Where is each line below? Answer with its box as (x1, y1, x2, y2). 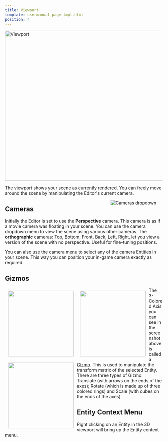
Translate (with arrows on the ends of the (77, 378, 162, 383)
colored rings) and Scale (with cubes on (77, 388, 159, 394)
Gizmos (5, 274, 30, 283)
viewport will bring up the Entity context (77, 426, 159, 433)
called (149, 351, 161, 357)
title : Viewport (5, 7, 39, 13)
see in (149, 319, 161, 325)
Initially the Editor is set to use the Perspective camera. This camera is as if (5, 218, 161, 224)
